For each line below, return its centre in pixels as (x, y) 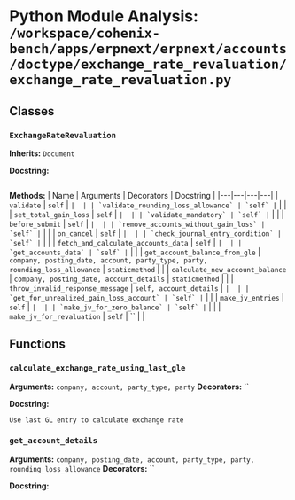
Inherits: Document (42, 153)
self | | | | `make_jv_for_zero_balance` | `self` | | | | (115, 307)
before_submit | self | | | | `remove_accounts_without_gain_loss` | (137, 223)
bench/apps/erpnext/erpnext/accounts (148, 49)
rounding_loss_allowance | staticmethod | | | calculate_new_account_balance (148, 269)
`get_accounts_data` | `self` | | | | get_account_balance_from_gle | (135, 252)
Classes (32, 111)
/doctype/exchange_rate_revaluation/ (148, 64)
